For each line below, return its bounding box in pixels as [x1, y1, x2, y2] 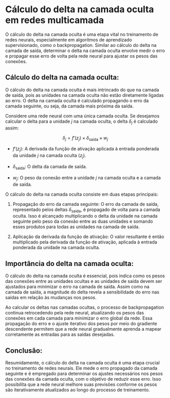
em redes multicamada [5, 14, 104, 26]
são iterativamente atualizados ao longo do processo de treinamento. [5, 386, 150, 393]
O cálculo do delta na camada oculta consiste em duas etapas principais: [5, 191, 158, 197]
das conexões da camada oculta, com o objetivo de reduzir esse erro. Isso [5, 376, 161, 382]
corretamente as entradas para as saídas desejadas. [5, 331, 115, 337]
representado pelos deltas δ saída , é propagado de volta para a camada [12, 206, 161, 214]
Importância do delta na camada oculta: [5, 259, 134, 268]
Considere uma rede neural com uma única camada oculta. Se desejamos [5, 113, 160, 119]
